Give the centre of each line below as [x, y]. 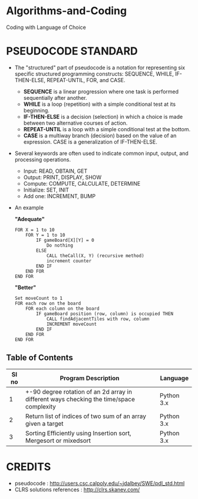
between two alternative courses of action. [75, 123]
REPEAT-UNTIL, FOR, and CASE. [86, 80]
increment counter [69, 261]
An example [29, 208]
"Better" [25, 287]
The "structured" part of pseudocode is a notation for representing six [100, 67]
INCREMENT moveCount [72, 324]
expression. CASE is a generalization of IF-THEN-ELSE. [90, 142]
